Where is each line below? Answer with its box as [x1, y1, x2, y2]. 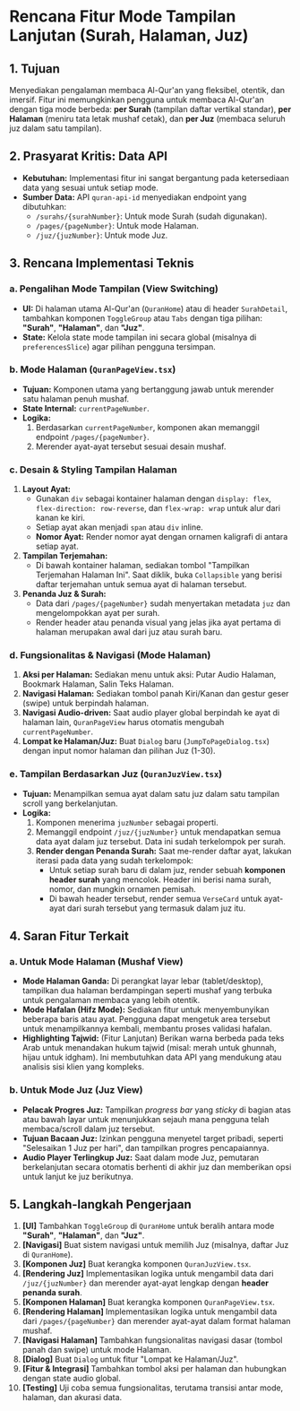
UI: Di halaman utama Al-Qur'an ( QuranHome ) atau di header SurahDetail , [21, 303, 288, 314]
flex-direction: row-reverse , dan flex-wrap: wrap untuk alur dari [35, 503, 280, 514]
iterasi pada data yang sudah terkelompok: [35, 854, 194, 866]
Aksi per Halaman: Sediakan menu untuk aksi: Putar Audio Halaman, [21, 670, 277, 680]
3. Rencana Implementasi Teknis [9, 255, 194, 271]
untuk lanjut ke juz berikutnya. [21, 1171, 134, 1182]
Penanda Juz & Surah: [21, 589, 107, 600]
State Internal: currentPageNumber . [21, 403, 150, 413]
